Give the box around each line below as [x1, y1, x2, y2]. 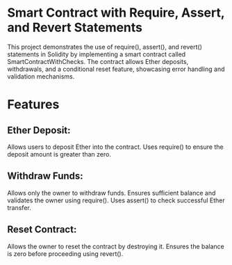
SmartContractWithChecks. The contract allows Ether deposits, [7, 57, 189, 65]
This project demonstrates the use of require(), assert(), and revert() [7, 42, 203, 51]
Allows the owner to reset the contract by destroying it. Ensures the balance [7, 242, 224, 250]
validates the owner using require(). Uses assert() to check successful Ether [7, 196, 225, 204]
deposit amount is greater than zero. [7, 150, 111, 158]
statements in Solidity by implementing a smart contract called [7, 50, 186, 58]
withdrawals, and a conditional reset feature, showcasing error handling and [7, 65, 225, 73]
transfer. [7, 203, 31, 211]
